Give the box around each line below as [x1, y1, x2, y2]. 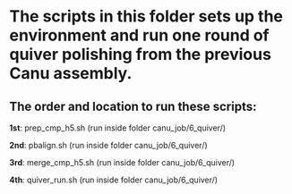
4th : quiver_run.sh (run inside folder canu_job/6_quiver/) [9, 174, 218, 185]
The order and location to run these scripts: [9, 98, 257, 114]
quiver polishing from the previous [9, 45, 271, 64]
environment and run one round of [9, 25, 271, 46]
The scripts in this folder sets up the [9, 6, 284, 27]
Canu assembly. [9, 63, 133, 84]
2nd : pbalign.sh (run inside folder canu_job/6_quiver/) [9, 140, 208, 150]
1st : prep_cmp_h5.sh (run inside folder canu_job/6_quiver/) [9, 122, 227, 133]
